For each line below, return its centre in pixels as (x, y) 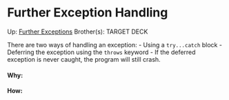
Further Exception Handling (88, 13)
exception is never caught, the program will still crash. (84, 59)
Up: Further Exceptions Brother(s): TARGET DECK (78, 32)
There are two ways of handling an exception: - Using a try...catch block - (115, 45)
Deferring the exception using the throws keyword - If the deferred (101, 52)
